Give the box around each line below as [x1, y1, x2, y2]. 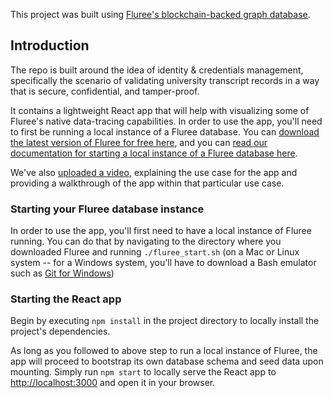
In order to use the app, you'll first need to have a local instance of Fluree [10, 225, 312, 237]
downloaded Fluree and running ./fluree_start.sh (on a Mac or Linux [10, 246, 300, 258]
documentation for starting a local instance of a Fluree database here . [10, 147, 298, 159]
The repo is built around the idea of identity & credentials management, [10, 64, 304, 76]
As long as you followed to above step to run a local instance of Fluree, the [10, 345, 318, 357]
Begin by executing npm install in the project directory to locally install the [10, 315, 320, 327]
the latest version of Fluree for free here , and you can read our [10, 136, 268, 148]
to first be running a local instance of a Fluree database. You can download [10, 125, 320, 138]
